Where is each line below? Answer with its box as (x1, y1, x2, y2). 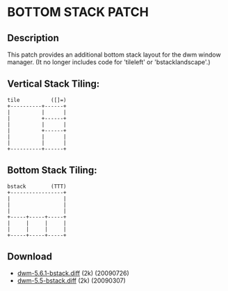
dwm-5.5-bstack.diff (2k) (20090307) (17, 276, 127, 285)
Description (7, 32, 59, 44)
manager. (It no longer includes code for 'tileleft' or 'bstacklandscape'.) (7, 58, 211, 66)
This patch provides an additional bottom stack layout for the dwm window (7, 50, 221, 59)
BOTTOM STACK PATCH (7, 4, 149, 20)
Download (7, 251, 52, 262)
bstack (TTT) (7, 183, 67, 190)
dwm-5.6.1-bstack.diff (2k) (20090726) (17, 269, 130, 278)
